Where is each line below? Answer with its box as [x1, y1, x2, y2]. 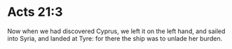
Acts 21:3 [7, 4, 63, 20]
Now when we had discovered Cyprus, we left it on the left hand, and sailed [7, 27, 226, 35]
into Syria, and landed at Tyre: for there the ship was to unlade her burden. [7, 34, 223, 42]
